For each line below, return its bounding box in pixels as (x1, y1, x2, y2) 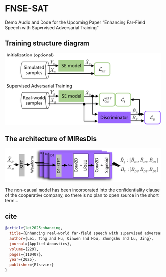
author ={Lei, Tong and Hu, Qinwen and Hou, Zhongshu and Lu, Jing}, (9, 236, 154, 241)
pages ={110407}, (9, 252, 43, 257)
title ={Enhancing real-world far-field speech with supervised (9, 231, 142, 236)
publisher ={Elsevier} (9, 262, 54, 268)
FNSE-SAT (5, 3, 49, 14)
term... (5, 198, 19, 204)
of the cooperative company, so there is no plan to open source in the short (5, 192, 159, 198)
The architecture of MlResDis (5, 135, 97, 143)
